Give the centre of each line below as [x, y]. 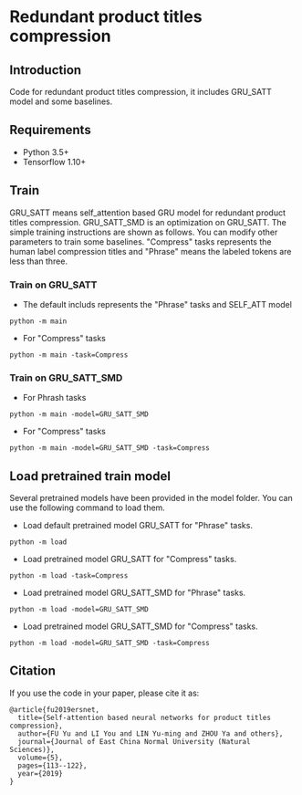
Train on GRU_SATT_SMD [66, 378]
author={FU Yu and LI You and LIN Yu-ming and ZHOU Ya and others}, [151, 733]
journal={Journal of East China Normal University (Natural [134, 741]
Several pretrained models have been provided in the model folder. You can [151, 498]
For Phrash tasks [54, 398]
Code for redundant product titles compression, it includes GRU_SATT [141, 92]
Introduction [46, 70]
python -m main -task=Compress [69, 355]
